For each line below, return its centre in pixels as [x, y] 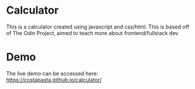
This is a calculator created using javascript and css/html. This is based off [98, 27]
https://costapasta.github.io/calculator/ [54, 80]
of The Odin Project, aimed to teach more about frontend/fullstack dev [92, 33]
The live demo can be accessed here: [52, 73]
